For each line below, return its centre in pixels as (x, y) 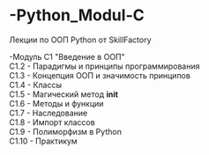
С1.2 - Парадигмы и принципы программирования (104, 66)
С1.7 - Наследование (49, 113)
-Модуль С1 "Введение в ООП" (67, 56)
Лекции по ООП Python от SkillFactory (80, 40)
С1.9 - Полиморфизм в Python (65, 131)
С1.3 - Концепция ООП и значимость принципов (100, 75)
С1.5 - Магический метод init (64, 94)
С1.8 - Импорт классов (52, 122)
